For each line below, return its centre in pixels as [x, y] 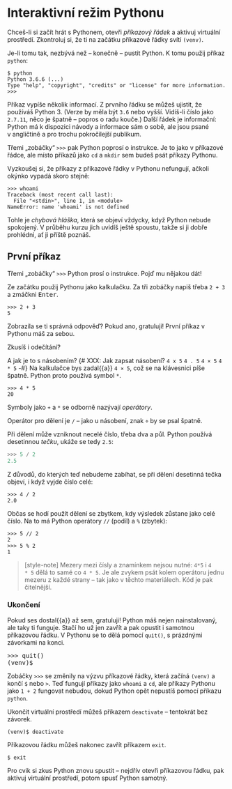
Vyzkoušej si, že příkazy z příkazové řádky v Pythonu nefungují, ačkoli [108, 168]
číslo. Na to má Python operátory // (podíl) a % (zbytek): [87, 521]
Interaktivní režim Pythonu [86, 13]
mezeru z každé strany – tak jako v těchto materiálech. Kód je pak [118, 579]
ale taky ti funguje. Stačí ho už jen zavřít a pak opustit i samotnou [101, 627]
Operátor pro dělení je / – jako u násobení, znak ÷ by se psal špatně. [105, 420]
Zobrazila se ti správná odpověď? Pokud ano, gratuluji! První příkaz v [106, 326]
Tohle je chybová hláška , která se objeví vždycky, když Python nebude [109, 220]
